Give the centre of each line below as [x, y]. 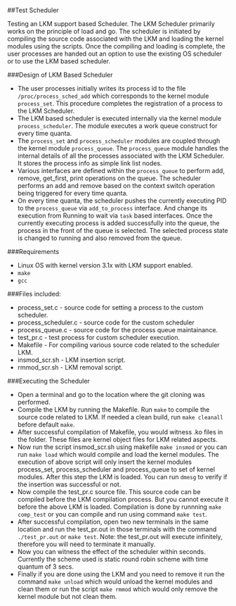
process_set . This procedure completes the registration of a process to [120, 103]
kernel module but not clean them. [67, 596]
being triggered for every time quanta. [73, 193]
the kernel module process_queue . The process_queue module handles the [123, 148]
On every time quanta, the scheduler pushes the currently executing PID [122, 201]
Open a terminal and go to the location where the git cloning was [111, 394]
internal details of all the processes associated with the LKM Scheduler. [121, 156]
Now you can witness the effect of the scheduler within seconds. [111, 551]
